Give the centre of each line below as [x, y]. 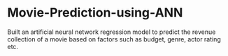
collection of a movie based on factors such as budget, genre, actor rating [114, 39]
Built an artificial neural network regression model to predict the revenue [112, 32]
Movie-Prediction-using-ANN [95, 13]
